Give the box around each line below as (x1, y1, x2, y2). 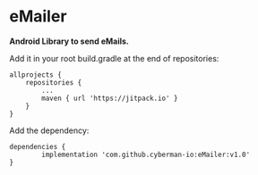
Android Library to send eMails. (9, 36, 130, 46)
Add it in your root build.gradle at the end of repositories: (9, 53, 219, 63)
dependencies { (9, 142, 66, 151)
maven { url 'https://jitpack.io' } (41, 94, 178, 103)
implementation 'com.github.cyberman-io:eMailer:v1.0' (41, 150, 251, 159)
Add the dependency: (9, 125, 90, 136)
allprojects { (9, 70, 63, 79)
